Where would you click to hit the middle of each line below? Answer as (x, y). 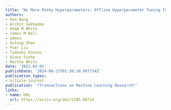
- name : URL (18, 95)
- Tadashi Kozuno (24, 52)
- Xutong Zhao (20, 43)
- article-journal (25, 81)
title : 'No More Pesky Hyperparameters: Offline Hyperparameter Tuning (83, 10)
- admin (13, 39)
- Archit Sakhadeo (25, 24)
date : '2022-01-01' (26, 66)
